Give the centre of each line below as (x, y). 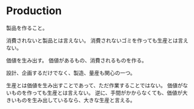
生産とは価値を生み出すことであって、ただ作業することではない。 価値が (95, 85)
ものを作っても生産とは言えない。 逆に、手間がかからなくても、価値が (97, 93)
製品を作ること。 (27, 28)
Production (34, 11)
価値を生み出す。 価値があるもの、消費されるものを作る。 (77, 60)
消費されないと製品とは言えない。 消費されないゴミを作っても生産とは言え (97, 40)
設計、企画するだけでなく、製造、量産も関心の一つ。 (71, 72)
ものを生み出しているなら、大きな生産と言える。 (76, 100)
